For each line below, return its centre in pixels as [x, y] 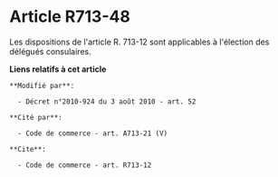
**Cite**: [28, 149]
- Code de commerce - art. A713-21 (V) [93, 133]
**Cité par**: [36, 117]
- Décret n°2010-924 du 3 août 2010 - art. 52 [107, 102]
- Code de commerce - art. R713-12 [85, 165]
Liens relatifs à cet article [58, 69]
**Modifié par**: [42, 85]
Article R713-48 [70, 17]
